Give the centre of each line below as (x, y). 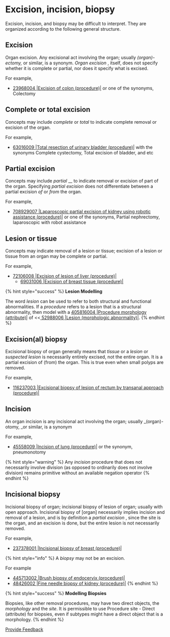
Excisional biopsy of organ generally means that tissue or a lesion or (77, 351)
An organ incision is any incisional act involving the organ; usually (74, 421)
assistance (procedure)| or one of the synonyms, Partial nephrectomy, (86, 217)
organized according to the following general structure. (63, 29)
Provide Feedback (24, 629)
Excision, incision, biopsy (60, 9)
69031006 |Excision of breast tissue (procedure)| (72, 282)
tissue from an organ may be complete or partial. (56, 256)
